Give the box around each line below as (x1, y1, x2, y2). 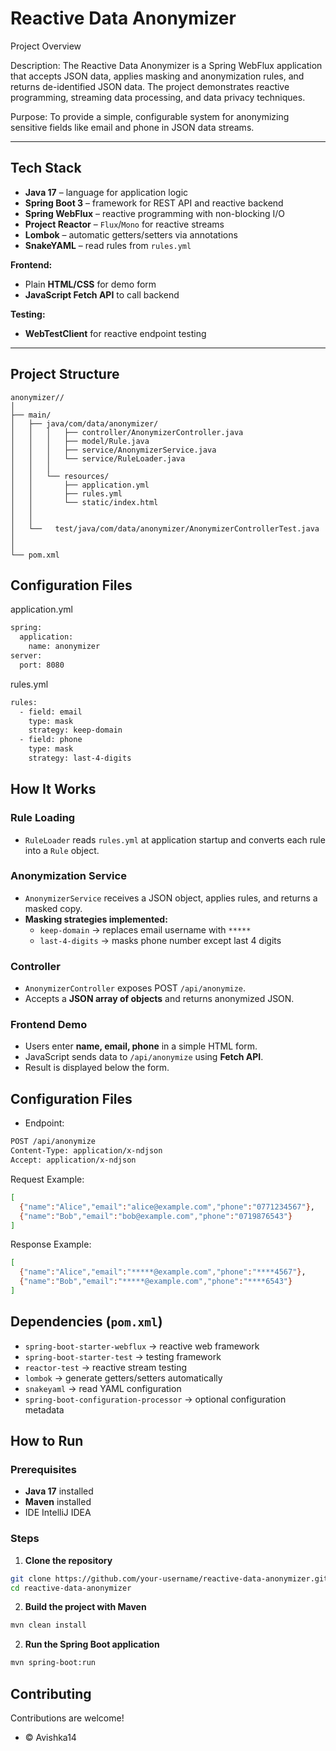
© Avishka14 (24, 1732, 77, 1743)
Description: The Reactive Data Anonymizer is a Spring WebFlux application (10, 59, 323, 71)
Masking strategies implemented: (24, 913, 168, 925)
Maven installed (24, 1496, 92, 1508)
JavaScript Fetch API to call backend (24, 288, 180, 301)
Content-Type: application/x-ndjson (10, 1146, 163, 1156)
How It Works (10, 781, 97, 798)
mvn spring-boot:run (10, 1658, 97, 1668)
